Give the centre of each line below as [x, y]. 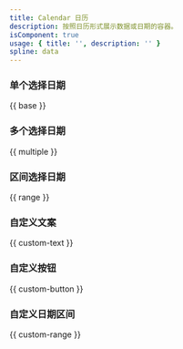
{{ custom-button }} [46, 289]
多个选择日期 [38, 131]
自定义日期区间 [42, 313]
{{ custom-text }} [41, 243]
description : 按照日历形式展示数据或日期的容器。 [94, 26]
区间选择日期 [38, 177]
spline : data [34, 52]
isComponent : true [44, 35]
